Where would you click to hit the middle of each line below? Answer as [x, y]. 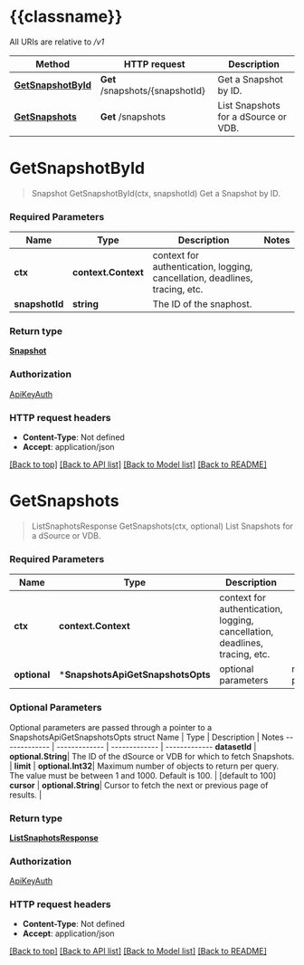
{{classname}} [66, 17]
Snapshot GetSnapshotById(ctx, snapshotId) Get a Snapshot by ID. [156, 193]
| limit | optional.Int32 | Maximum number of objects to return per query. [144, 766]
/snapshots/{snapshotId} [152, 91]
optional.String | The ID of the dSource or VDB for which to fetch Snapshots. [152, 756]
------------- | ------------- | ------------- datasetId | [157, 746]
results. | [26, 795]
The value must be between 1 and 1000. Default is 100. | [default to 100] [143, 775]
